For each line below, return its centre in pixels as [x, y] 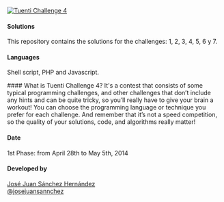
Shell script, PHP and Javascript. [53, 73]
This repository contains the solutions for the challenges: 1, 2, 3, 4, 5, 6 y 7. [112, 42]
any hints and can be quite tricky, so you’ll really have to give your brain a [110, 100]
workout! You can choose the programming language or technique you [107, 108]
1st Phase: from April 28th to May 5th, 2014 [68, 153]
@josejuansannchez [36, 191]
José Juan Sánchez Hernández [51, 184]
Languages [23, 57]
